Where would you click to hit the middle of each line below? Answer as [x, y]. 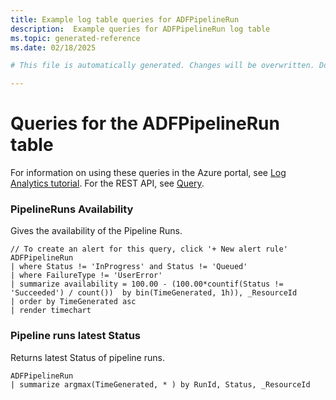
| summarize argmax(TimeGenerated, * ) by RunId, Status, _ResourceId [160, 384]
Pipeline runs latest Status [75, 336]
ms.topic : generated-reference [75, 38]
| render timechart [51, 311]
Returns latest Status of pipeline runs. [87, 357]
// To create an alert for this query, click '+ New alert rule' [149, 249]
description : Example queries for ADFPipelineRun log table [140, 29]
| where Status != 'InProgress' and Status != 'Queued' [129, 267]
